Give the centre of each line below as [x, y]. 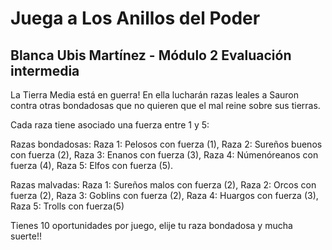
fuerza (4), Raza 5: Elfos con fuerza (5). [92, 165]
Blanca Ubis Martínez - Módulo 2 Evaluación [151, 55]
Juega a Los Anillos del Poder [135, 18]
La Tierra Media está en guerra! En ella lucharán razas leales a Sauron [155, 95]
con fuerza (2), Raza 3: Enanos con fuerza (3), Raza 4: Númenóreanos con [164, 155]
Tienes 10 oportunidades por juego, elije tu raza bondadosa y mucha [151, 225]
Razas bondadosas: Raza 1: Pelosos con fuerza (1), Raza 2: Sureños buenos [166, 144]
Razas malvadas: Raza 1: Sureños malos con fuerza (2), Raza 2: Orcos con [163, 185]
